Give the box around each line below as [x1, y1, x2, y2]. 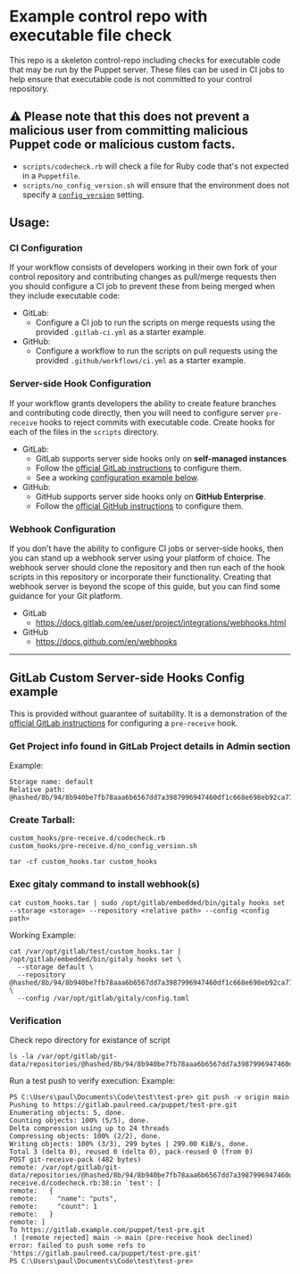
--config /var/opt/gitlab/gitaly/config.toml [17, 994, 190, 1003]
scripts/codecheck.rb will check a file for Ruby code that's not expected [21, 161, 289, 171]
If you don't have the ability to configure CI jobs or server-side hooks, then [9, 543, 284, 554]
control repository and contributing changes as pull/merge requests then [9, 271, 277, 282]
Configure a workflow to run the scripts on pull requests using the [35, 346, 279, 356]
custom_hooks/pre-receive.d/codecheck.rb [9, 834, 166, 843]
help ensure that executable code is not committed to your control [9, 73, 253, 84]
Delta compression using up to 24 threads [9, 1124, 170, 1133]
